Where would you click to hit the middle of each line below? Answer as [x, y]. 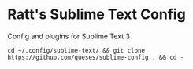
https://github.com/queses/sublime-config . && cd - [96, 57]
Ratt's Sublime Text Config [96, 15]
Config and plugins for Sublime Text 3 [69, 36]
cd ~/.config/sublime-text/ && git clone [76, 50]
